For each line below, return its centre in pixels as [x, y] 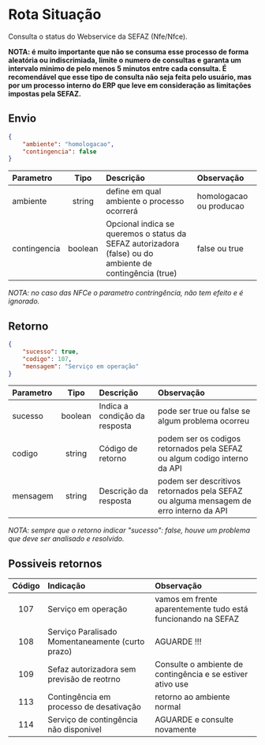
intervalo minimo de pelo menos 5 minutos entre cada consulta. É [118, 68]
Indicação [67, 586]
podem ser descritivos [199, 481]
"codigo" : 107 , [47, 359]
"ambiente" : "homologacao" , [68, 144]
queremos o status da [146, 234]
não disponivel [75, 730]
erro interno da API [192, 511]
